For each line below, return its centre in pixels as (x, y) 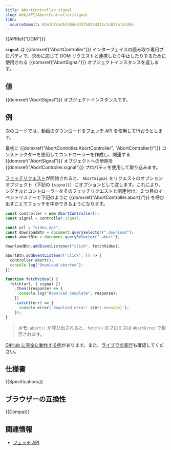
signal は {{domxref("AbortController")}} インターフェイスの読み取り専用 (82, 50)
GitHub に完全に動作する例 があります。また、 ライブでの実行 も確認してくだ (85, 345)
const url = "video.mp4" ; (33, 228)
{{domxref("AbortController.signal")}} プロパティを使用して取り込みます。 (83, 167)
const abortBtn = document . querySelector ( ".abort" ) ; (63, 237)
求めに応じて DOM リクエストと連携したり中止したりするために (99, 56)
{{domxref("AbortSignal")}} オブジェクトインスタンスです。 (68, 100)
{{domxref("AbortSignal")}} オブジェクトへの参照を (59, 161)
